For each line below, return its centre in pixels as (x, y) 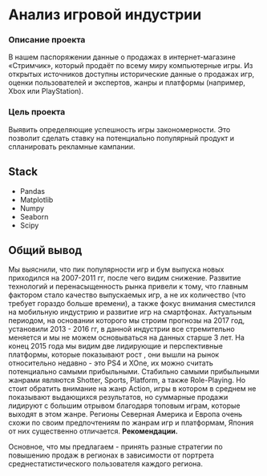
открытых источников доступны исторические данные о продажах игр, (131, 75)
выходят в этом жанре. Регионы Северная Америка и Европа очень (125, 414)
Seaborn (34, 216)
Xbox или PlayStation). (46, 91)
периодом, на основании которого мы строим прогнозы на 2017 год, (127, 321)
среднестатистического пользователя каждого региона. (105, 464)
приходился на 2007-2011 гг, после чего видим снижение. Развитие (125, 278)
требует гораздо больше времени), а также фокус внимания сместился (132, 304)
